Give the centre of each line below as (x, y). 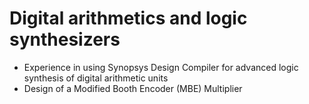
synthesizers (65, 39)
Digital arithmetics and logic (128, 18)
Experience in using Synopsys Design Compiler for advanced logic (161, 67)
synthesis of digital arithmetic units (96, 78)
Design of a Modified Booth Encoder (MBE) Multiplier (133, 88)
